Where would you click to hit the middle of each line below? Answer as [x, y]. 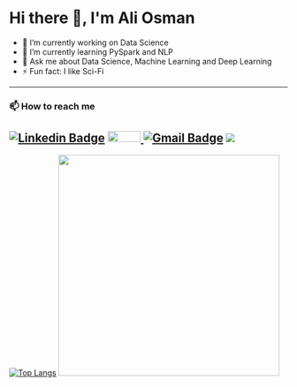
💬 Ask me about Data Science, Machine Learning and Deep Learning [147, 61]
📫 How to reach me [52, 106]
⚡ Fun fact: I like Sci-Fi [63, 71]
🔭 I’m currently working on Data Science [95, 42]
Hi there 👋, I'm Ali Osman [102, 18]
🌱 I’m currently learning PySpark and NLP [98, 51]
